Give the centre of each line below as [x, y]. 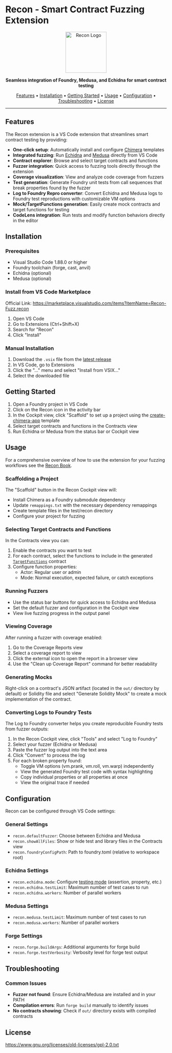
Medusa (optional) [32, 279]
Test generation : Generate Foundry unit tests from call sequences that [87, 182]
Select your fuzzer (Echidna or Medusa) [55, 744]
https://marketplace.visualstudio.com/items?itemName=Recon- [99, 303]
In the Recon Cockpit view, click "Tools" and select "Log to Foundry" [85, 739]
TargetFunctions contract [39, 561]
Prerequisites [22, 251]
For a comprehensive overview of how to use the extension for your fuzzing [85, 460]
